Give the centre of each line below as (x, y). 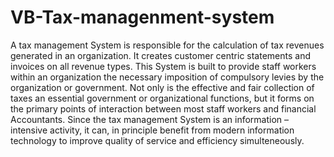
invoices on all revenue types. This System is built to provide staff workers (163, 66)
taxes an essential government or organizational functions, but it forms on (162, 98)
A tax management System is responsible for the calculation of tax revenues (167, 45)
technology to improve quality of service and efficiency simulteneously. (157, 140)
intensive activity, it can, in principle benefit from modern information (152, 130)
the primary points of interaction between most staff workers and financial (163, 108)
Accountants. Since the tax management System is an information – (150, 119)
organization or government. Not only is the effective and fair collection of (162, 87)
